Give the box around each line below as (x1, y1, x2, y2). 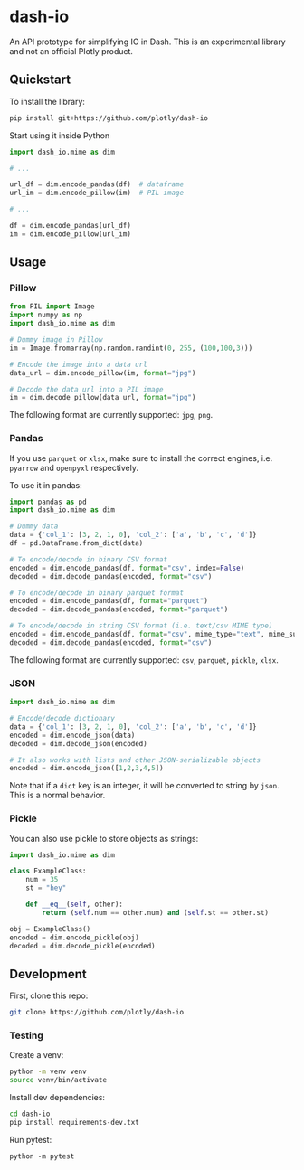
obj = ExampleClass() (9, 924, 91, 933)
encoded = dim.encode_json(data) (9, 731, 136, 740)
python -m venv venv (9, 1067, 88, 1077)
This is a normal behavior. (9, 789, 106, 801)
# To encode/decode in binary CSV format (9, 554, 168, 564)
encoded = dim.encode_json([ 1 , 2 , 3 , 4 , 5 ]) (9, 764, 165, 773)
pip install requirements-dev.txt (9, 1118, 140, 1128)
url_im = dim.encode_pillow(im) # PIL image (9, 188, 184, 198)
